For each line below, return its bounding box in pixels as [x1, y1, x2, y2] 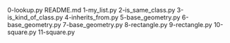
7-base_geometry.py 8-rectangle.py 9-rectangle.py [62, 21, 213, 28]
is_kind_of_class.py [7, 13, 63, 21]
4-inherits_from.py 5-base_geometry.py [64, 13, 181, 21]
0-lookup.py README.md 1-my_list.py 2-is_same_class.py [7, 6, 176, 14]
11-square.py [37, 28, 75, 36]
